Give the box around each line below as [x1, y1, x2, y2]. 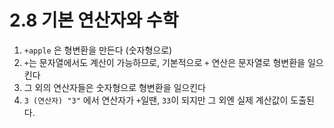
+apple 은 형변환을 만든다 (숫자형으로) [23, 44, 173, 56]
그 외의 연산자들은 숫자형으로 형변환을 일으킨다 [23, 81, 206, 93]
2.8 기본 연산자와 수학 [9, 9, 179, 32]
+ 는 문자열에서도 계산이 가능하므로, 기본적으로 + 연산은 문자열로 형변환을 [23, 56, 306, 68]
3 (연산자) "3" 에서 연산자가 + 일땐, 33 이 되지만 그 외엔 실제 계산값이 [23, 94, 289, 106]
